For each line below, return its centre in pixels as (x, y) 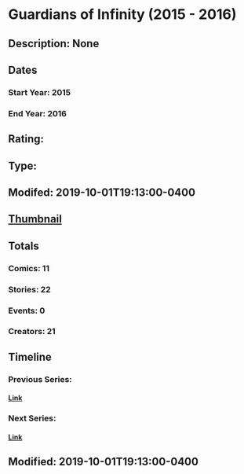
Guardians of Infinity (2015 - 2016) (122, 15)
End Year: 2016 (37, 113)
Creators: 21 (32, 332)
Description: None (54, 44)
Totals (24, 246)
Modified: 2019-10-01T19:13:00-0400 (103, 462)
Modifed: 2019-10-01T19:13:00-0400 (102, 192)
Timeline (30, 356)
